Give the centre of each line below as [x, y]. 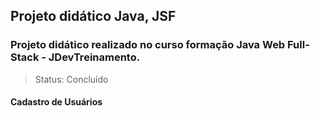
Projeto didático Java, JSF [93, 16]
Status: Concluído [71, 79]
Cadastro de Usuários [56, 102]
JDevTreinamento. [94, 57]
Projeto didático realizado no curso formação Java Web [148, 45]
